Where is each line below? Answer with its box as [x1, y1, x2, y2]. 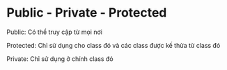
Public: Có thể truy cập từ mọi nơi [6, 28, 102, 36]
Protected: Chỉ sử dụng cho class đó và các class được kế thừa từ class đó [6, 41, 221, 49]
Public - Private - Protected [6, 5, 167, 21]
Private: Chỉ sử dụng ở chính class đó [6, 54, 113, 63]
